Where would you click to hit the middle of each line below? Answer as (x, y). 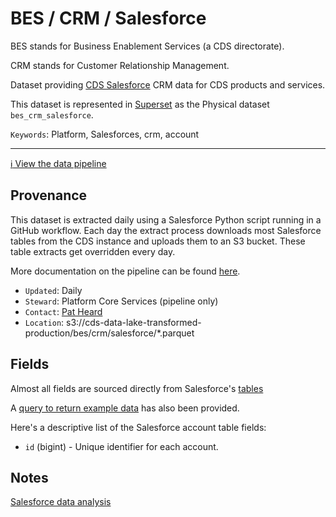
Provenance (49, 195)
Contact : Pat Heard (63, 311)
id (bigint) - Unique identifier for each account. (121, 446)
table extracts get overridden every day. (93, 251)
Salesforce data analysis (61, 502)
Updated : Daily (53, 290)
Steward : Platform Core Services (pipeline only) (121, 301)
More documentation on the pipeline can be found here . (125, 271)
